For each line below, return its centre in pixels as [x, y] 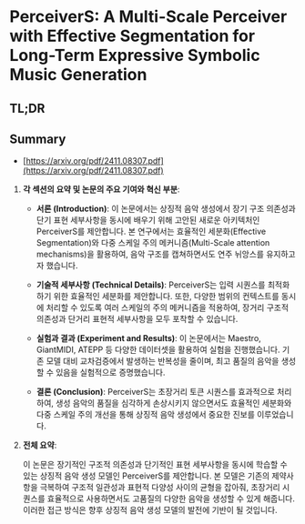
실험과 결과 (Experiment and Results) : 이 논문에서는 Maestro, [148, 338]
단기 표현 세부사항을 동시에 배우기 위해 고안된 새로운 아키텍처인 [148, 220]
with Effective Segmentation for [132, 36]
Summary [38, 139]
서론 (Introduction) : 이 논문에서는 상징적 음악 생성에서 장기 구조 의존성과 [166, 209]
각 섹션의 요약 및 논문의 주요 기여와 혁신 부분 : [101, 189]
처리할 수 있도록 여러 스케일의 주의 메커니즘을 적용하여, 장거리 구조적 [168, 307]
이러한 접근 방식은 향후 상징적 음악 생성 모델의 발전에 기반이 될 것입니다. [150, 510]
